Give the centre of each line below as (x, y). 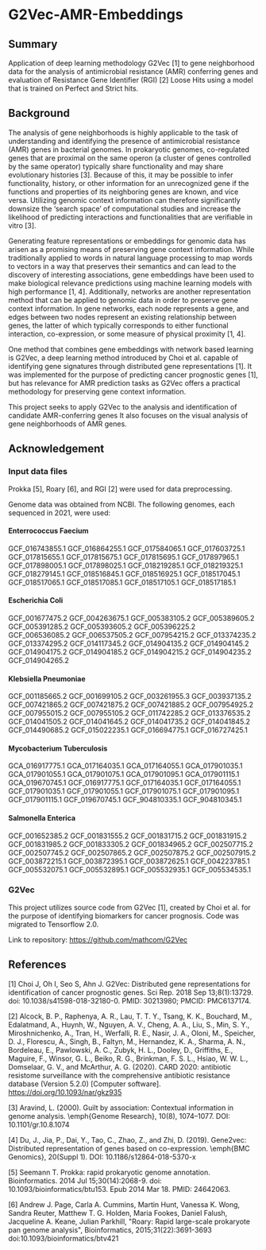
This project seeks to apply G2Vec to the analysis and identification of (123, 406)
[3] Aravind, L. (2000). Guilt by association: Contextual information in (121, 1108)
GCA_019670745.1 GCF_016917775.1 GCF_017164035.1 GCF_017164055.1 (125, 783)
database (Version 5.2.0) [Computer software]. (85, 1084)
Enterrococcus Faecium (48, 531)
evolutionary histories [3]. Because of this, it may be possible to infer (121, 175)
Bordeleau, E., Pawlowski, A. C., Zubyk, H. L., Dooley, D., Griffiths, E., (121, 1050)
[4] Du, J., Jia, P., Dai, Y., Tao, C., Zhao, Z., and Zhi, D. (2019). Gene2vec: (127, 1139)
